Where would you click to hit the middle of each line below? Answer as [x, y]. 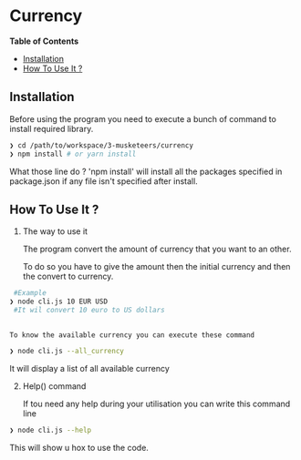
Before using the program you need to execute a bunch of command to [143, 118]
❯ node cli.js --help [51, 430]
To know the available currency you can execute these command [132, 335]
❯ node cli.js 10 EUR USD [58, 302]
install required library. [52, 128]
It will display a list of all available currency [90, 368]
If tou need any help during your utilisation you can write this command [156, 404]
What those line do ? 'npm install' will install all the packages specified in [146, 171]
